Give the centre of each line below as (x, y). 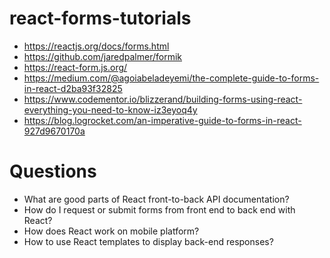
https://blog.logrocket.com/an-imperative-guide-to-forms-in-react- (162, 120)
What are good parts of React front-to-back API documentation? (156, 199)
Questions (53, 171)
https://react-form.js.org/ (75, 67)
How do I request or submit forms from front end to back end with (159, 209)
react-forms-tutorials (100, 18)
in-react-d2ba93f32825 (73, 88)
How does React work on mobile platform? (111, 231)
